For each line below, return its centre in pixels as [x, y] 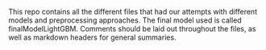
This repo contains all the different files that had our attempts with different [133, 12]
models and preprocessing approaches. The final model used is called [125, 20]
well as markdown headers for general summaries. [92, 37]
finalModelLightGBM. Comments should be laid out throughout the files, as [132, 29]
